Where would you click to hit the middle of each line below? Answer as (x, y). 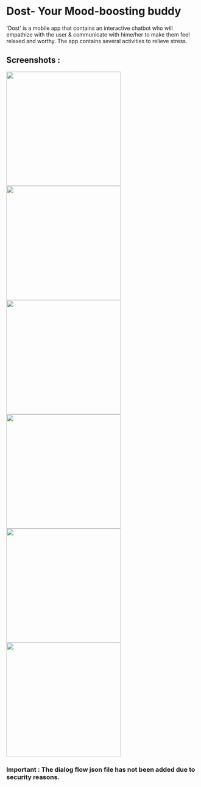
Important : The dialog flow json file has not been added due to (101, 769)
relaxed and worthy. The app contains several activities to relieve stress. (97, 41)
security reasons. (33, 777)
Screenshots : (33, 60)
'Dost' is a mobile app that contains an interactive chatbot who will (90, 28)
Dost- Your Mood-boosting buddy (94, 11)
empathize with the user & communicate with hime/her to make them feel (98, 34)
